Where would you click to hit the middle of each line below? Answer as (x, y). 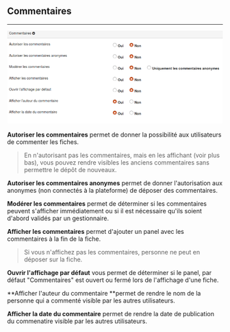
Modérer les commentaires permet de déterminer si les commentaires (107, 204)
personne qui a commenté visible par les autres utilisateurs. (91, 300)
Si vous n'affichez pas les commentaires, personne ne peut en (112, 252)
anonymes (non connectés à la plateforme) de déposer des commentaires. (112, 191)
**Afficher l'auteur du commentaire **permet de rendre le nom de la (104, 294)
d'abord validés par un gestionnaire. (58, 218)
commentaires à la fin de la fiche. (54, 239)
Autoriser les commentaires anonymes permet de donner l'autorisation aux (115, 183)
